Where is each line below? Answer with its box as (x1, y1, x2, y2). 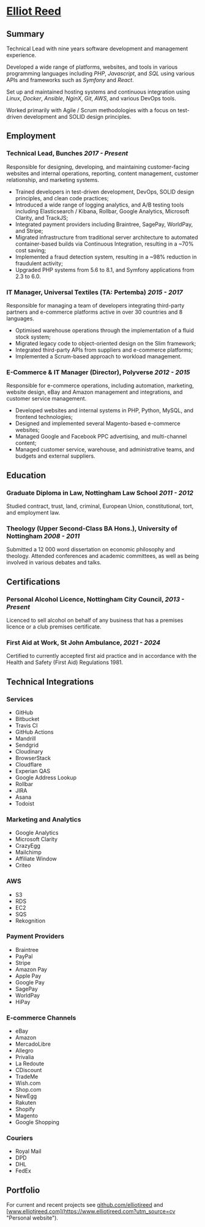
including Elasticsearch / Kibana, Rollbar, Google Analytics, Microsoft (15, 207, 190, 215)
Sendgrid (15, 741, 39, 749)
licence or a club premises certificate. (6, 623, 102, 630)
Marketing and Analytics (6, 815, 81, 823)
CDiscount (15, 1067, 42, 1074)
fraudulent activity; (15, 259, 63, 267)
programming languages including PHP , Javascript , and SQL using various (6, 70, 195, 77)
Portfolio (6, 1185, 40, 1195)
